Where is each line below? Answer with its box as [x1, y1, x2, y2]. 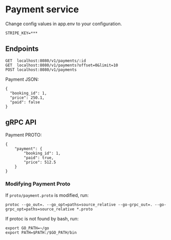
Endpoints [5, 45, 39, 53]
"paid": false [10, 99, 40, 105]
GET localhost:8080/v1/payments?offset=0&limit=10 [5, 63, 118, 68]
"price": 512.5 [24, 159, 56, 165]
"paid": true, [24, 155, 54, 160]
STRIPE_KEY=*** [5, 30, 38, 35]
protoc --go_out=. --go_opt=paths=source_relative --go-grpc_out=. [5, 202, 153, 207]
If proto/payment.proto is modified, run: [5, 192, 89, 198]
